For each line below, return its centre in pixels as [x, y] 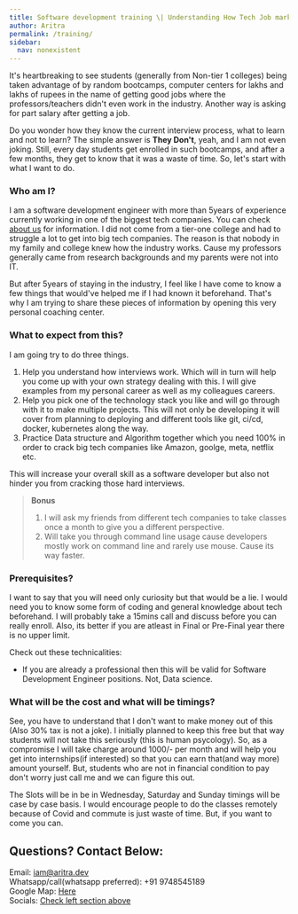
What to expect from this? [67, 335]
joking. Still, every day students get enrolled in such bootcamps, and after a [147, 149]
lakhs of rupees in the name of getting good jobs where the [118, 95]
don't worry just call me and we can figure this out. [102, 777]
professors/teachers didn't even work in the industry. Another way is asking [148, 104]
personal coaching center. [57, 312]
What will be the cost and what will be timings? [112, 701]
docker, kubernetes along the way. [85, 428]
